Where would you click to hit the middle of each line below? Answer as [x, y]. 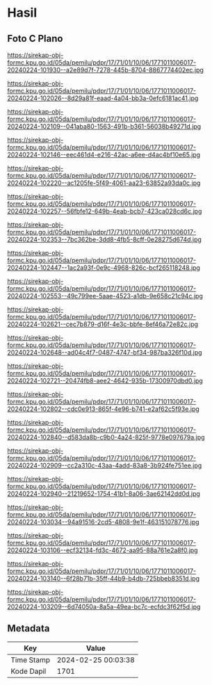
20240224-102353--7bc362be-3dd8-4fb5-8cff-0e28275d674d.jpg [104, 239]
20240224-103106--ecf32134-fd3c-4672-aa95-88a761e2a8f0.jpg [103, 550]
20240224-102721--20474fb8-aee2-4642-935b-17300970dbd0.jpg [105, 381]
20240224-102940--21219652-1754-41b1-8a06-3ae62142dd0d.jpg [104, 494]
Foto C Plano [35, 39]
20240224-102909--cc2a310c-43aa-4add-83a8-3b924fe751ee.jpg [105, 465]
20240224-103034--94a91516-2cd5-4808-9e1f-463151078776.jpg [103, 522]
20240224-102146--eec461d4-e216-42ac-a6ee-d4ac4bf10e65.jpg [104, 155]
